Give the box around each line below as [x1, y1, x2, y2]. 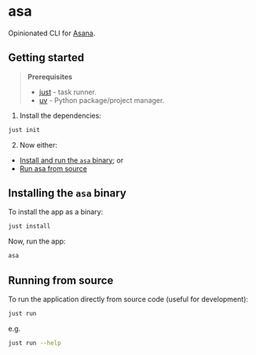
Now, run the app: [8, 236, 66, 246]
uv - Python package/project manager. [38, 95, 165, 104]
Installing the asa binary [8, 187, 127, 200]
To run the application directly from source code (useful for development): [8, 295, 249, 304]
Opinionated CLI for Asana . [8, 28, 96, 38]
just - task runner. [38, 87, 97, 97]
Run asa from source [19, 163, 88, 173]
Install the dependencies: [19, 111, 102, 120]
